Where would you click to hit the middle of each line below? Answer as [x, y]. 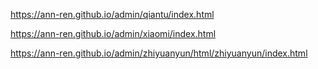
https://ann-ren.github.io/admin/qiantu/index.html [112, 14]
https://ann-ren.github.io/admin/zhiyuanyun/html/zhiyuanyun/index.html [159, 53]
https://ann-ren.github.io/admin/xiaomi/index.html [113, 33]
